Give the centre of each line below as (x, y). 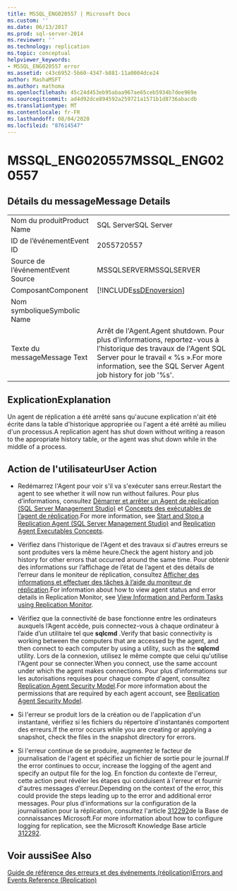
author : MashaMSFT (34, 79)
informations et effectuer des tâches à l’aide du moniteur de (104, 582)
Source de (28, 261)
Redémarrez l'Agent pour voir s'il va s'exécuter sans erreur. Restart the (120, 486)
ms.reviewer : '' (31, 40)
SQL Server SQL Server (135, 225)
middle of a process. (37, 447)
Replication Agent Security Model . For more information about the (112, 686)
